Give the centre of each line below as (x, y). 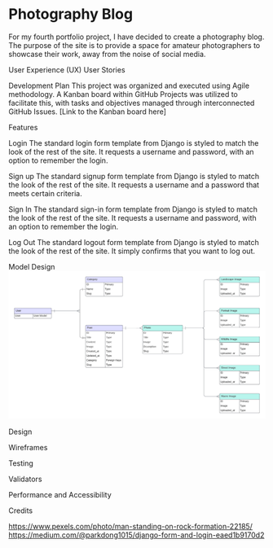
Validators (25, 479)
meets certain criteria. (46, 193)
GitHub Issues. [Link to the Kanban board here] (88, 112)
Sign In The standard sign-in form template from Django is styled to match (133, 209)
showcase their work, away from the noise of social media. (107, 54)
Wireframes (28, 447)
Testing (21, 463)
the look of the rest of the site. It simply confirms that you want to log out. (132, 251)
